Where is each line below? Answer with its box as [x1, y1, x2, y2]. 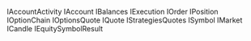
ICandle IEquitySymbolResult [6, 24, 104, 33]
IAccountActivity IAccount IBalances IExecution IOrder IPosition [6, 7, 219, 16]
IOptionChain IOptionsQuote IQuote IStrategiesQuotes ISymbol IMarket [6, 15, 243, 25]
